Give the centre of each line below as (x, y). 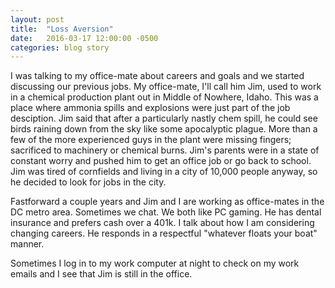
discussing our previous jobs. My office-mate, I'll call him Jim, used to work (166, 87)
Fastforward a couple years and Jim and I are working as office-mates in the (167, 202)
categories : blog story (60, 47)
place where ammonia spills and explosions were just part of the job (150, 108)
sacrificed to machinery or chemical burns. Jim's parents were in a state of (165, 150)
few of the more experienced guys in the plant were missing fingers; (151, 140)
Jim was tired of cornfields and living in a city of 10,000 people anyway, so (164, 172)
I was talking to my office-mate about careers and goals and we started (157, 76)
